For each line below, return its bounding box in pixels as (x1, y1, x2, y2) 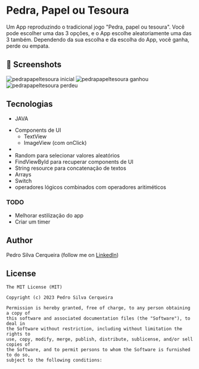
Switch (14, 177, 32, 184)
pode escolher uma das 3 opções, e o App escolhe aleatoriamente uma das (6, 29, 192, 36)
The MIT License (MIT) (6, 284, 63, 290)
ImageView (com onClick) (23, 139, 87, 146)
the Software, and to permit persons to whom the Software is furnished (6, 347, 191, 353)
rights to (6, 331, 31, 337)
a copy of (6, 311, 31, 317)
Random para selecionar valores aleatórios (14, 151, 120, 159)
